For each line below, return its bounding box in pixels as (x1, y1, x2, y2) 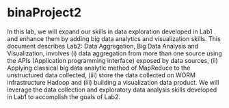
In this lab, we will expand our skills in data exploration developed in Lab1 (7, 27, 213, 36)
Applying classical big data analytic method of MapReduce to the (7, 64, 191, 72)
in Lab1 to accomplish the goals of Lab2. (7, 92, 121, 100)
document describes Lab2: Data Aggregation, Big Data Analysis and (7, 42, 199, 50)
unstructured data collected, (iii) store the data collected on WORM (7, 70, 196, 79)
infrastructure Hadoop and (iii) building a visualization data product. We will (7, 78, 219, 86)
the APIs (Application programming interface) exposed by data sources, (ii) (7, 56, 219, 64)
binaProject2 (7, 5, 82, 21)
